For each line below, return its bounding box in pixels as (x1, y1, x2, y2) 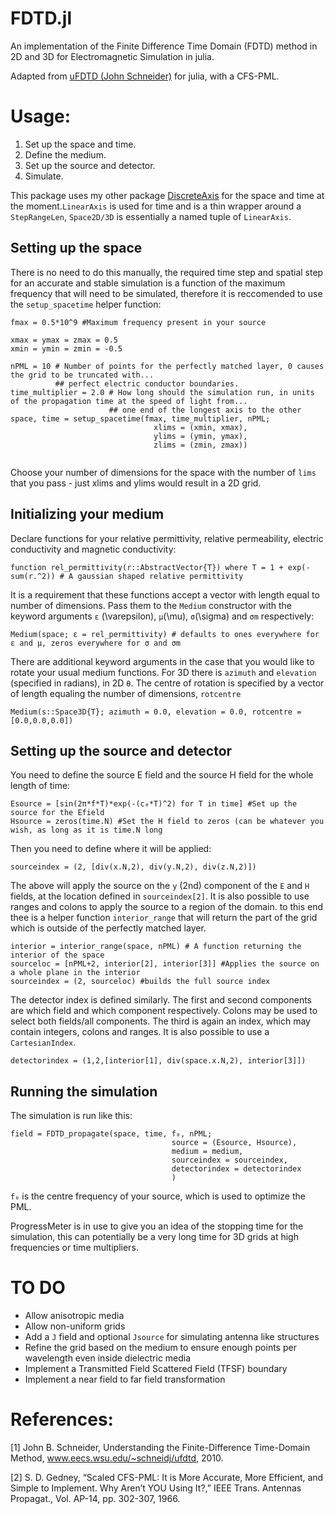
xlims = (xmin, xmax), (153, 422, 248, 432)
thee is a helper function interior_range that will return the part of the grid (10, 912, 318, 924)
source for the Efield (10, 808, 105, 818)
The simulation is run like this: (10, 1110, 133, 1122)
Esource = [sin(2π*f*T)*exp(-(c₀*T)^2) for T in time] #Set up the (10, 799, 298, 809)
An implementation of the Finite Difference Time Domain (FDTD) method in (10, 40, 318, 52)
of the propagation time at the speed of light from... (10, 396, 248, 406)
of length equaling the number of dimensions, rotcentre (10, 687, 242, 699)
